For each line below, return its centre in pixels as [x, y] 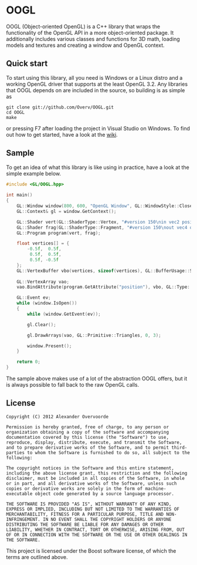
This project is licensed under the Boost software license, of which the [91, 551]
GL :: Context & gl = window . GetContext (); [67, 211]
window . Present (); [50, 346]
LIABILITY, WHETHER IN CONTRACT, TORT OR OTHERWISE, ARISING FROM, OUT [95, 530]
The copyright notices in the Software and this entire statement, [90, 468]
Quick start [27, 64]
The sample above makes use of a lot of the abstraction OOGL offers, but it [97, 378]
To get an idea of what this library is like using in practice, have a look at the [98, 167]
